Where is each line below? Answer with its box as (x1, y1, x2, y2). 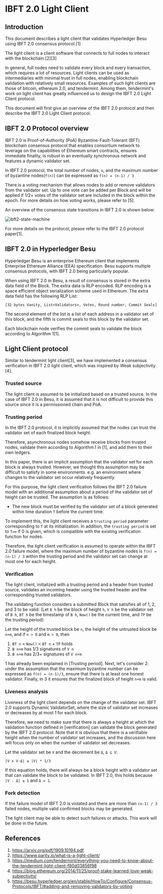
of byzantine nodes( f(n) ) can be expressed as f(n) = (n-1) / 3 (5, 172, 134, 178)
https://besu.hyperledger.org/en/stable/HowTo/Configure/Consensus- (12, 878, 153, 884)
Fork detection (5, 790, 40, 796)
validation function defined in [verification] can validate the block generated (5, 724, 157, 730)
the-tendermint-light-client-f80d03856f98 (12, 862, 97, 868)
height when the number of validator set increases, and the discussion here (5, 735, 156, 740)
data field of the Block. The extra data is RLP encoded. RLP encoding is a (5, 283, 151, 289)
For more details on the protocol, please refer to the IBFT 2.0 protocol (5, 225, 144, 231)
